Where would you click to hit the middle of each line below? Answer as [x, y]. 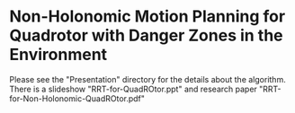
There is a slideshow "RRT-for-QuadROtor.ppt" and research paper [134, 89]
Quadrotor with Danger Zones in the [146, 35]
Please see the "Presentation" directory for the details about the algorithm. [147, 79]
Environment [58, 55]
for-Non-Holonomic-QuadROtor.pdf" [77, 98]
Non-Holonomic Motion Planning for [147, 17]
